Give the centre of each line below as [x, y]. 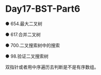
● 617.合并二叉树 [23, 34]
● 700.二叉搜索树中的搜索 [32, 45]
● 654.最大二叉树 [24, 23]
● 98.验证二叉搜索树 [27, 56]
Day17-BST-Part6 [43, 9]
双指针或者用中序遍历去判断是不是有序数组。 [52, 67]
